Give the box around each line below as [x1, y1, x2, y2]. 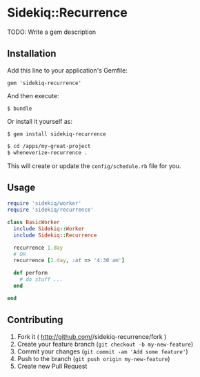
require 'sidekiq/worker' [7, 200, 81, 207]
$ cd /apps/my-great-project [7, 142, 91, 149]
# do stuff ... [19, 276, 63, 283]
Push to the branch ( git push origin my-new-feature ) [17, 354, 170, 362]
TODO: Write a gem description [7, 28, 97, 36]
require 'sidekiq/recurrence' [7, 206, 94, 214]
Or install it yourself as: [7, 117, 72, 125]
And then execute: [7, 91, 59, 100]
